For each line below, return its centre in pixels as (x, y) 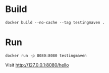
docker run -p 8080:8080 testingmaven (46, 55)
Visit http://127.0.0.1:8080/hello (37, 65)
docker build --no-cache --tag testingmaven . (55, 22)
